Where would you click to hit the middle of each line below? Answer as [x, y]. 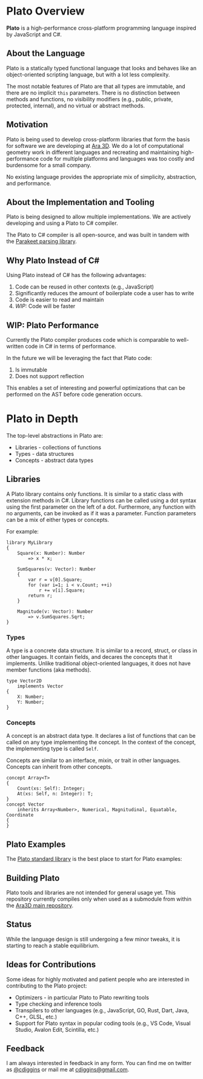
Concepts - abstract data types [54, 460]
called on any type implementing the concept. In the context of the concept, [101, 742]
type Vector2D [24, 681]
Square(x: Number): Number [51, 553]
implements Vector [40, 686]
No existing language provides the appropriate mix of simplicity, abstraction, [101, 176]
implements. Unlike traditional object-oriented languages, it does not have [98, 663]
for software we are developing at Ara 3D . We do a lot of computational [95, 145]
